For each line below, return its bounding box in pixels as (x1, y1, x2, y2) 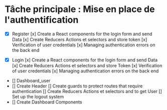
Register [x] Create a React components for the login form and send (12, 31, 152, 37)
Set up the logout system (12, 94, 64, 100)
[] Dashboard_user (12, 78, 51, 84)
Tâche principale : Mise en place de (5, 4, 155, 15)
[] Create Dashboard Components (12, 99, 82, 105)
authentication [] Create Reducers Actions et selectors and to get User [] (12, 88, 162, 94)
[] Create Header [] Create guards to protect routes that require (12, 83, 143, 89)
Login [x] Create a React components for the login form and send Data (12, 57, 158, 63)
